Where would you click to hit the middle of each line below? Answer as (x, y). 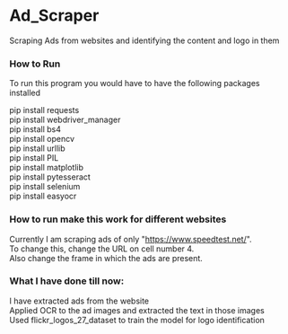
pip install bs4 (35, 129)
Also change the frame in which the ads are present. (106, 258)
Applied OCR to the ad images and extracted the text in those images (137, 310)
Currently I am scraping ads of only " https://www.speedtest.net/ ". (131, 239)
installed (25, 93)
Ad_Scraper (54, 16)
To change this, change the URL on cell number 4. (102, 249)
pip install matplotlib (46, 168)
